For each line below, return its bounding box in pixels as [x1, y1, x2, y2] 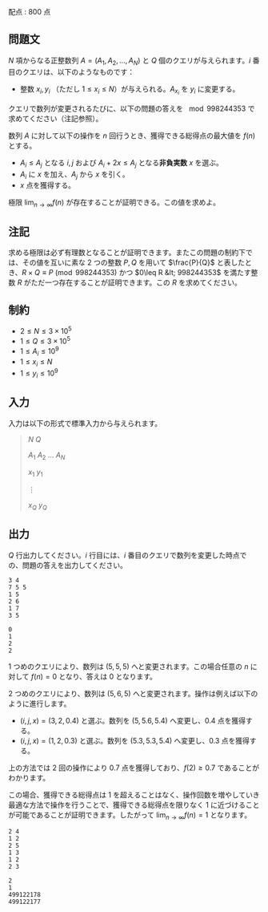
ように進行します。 [8, 699, 71, 708]
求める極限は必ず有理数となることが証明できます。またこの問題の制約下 [8, 247, 246, 257]
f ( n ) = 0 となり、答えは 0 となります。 [30, 671, 158, 681]
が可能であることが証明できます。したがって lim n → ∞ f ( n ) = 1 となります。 [8, 809, 252, 821]
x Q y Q [27, 501, 48, 512]
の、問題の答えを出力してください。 [8, 560, 128, 569]
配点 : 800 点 [8, 7, 51, 16]
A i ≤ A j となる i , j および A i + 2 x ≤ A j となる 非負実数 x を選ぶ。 [19, 157, 224, 169]
